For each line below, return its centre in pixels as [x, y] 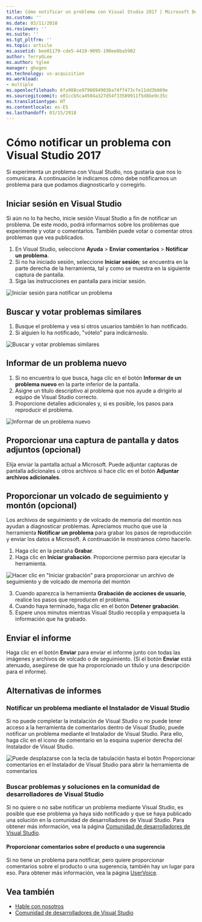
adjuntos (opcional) [44, 450]
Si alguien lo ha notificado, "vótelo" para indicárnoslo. [81, 333]
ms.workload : [23, 79]
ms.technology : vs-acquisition [45, 74]
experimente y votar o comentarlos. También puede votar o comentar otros [99, 231]
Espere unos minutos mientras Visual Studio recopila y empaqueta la [100, 613]
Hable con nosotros [39, 906]
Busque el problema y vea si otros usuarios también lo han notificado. [101, 326]
